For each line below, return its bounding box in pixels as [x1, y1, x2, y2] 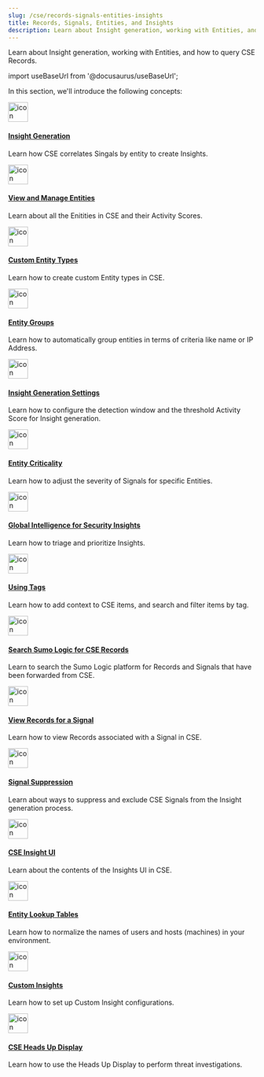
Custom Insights [8, 980, 64, 990]
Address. [8, 343, 38, 353]
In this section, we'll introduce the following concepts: [8, 87, 183, 96]
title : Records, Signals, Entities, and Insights [8, 19, 174, 27]
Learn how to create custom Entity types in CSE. [8, 272, 165, 282]
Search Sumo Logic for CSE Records [8, 645, 130, 654]
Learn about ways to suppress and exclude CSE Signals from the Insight [8, 794, 242, 804]
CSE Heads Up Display [8, 1042, 83, 1052]
